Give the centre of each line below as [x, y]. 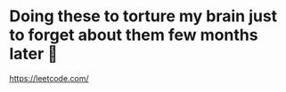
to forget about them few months [134, 35]
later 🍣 [33, 54]
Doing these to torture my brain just [143, 16]
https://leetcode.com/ [49, 78]
